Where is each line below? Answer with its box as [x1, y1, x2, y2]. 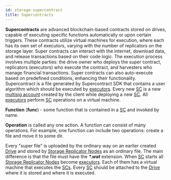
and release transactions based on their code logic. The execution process [5, 53, 163, 59]
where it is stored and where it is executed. [5, 169, 96, 176]
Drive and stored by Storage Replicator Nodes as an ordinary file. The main [5, 148, 163, 154]
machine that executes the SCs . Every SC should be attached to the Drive [5, 164, 160, 170]
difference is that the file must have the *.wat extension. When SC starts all [5, 153, 163, 160]
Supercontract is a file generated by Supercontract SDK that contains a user [5, 80, 165, 87]
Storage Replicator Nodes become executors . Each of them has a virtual [5, 159, 157, 165]
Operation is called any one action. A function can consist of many [5, 122, 146, 128]
